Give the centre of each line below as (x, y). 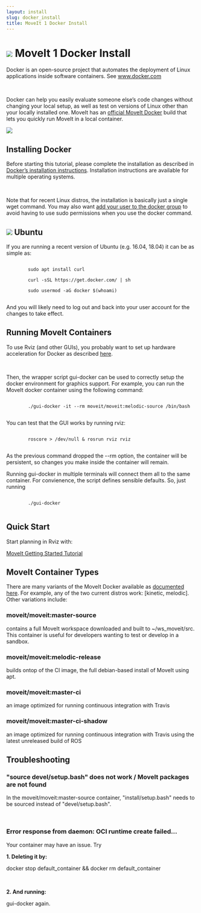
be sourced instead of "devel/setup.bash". (59, 804)
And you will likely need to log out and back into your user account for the (98, 307)
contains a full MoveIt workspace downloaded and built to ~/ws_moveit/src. (101, 628)
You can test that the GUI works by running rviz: (66, 423)
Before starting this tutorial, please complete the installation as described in (100, 164)
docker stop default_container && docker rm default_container (84, 868)
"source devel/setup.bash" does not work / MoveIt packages (98, 777)
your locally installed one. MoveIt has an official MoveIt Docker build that (97, 113)
